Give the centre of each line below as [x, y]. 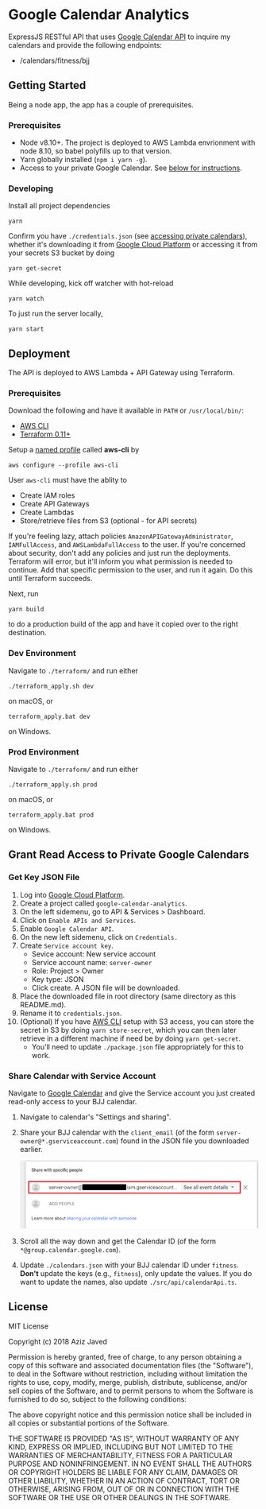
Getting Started [47, 85]
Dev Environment [42, 654]
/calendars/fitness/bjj [54, 60]
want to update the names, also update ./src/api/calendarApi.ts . [128, 1282]
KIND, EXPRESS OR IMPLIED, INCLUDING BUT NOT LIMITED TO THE [121, 1447]
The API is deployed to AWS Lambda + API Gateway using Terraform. [121, 373]
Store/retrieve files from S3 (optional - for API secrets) [108, 521]
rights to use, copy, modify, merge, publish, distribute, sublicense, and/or [128, 1382]
